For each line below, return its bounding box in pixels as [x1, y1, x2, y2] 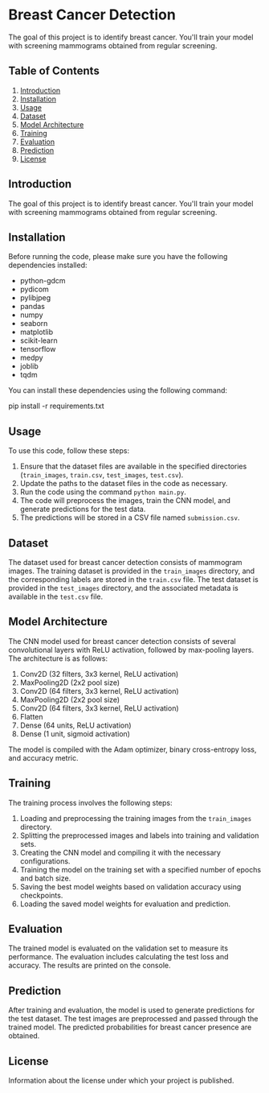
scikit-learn [19, 336, 58, 345]
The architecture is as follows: [8, 654, 108, 663]
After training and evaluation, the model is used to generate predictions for [8, 1005, 255, 1015]
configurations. [19, 856, 71, 866]
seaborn [19, 319, 48, 328]
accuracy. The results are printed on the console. [8, 960, 171, 971]
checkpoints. [19, 890, 63, 900]
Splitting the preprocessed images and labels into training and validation [19, 831, 259, 840]
